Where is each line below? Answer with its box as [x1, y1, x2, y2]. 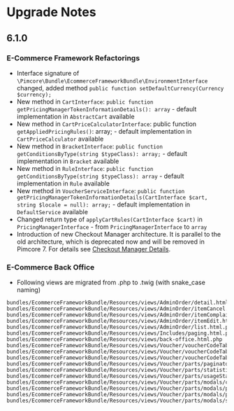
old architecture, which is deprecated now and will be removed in [16, 237, 205, 246]
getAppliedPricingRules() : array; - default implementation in [16, 127, 192, 135]
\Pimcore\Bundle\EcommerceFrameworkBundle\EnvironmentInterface [16, 78, 208, 85]
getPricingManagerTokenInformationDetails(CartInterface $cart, [16, 194, 208, 201]
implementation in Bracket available [16, 157, 119, 165]
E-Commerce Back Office [6, 262, 95, 272]
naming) [16, 286, 41, 294]
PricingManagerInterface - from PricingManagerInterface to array [16, 222, 207, 231]
